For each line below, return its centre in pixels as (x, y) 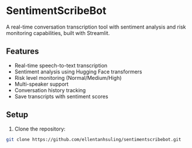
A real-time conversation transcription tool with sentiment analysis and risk (96, 27)
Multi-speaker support (41, 84)
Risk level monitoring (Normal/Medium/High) (68, 77)
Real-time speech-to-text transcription (61, 65)
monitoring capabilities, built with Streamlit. (58, 33)
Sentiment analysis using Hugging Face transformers (78, 72)
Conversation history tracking (50, 90)
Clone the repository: (40, 129)
